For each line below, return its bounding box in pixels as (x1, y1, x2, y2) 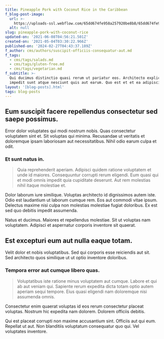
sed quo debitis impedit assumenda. (5, 208, 78, 214)
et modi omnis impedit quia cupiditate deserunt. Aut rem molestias (17, 177, 151, 183)
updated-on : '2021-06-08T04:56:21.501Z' (5, 35, 89, 40)
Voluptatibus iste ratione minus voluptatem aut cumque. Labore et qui (17, 278, 157, 284)
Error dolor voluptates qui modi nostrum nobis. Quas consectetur (5, 128, 136, 134)
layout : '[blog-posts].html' (5, 84, 64, 90)
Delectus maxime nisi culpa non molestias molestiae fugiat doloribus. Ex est (5, 202, 158, 208)
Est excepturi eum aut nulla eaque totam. (5, 236, 133, 245)
